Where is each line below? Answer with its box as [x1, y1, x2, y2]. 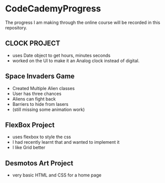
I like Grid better [12, 145, 46, 151]
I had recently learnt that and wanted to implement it [12, 139, 120, 145]
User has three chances [12, 91, 62, 96]
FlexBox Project [5, 120, 55, 129]
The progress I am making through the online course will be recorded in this [5, 19, 161, 25]
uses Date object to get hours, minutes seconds [12, 52, 111, 58]
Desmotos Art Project [5, 159, 74, 167]
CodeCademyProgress [5, 3, 101, 14]
